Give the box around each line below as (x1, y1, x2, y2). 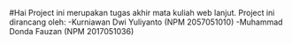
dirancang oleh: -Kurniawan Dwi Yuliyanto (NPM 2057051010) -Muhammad (9, 17, 283, 27)
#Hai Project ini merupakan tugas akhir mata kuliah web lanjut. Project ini (9, 8, 275, 18)
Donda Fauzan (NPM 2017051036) (9, 26, 134, 36)
